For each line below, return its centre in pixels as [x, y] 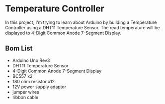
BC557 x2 [22, 76]
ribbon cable [25, 97]
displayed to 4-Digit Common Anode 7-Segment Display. [63, 33]
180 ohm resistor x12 [34, 81]
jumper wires [26, 92]
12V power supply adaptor [39, 87]
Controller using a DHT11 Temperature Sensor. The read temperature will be [82, 27]
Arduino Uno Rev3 [31, 60]
